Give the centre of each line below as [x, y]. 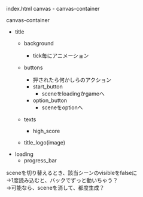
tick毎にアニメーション [61, 56]
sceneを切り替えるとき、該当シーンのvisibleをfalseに [72, 173]
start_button [48, 87]
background [39, 43]
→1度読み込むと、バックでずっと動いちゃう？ [62, 180]
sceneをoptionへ [62, 107]
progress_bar [40, 160]
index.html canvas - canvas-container [53, 9]
